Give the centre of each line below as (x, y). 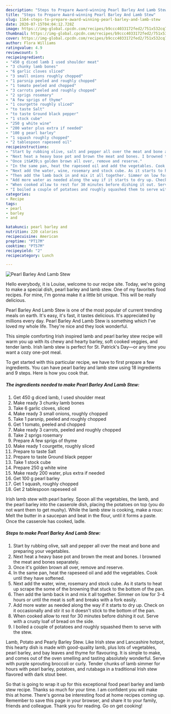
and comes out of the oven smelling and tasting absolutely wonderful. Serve (85, 658)
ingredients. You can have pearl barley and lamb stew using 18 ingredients (83, 368)
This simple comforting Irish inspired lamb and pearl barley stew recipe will (84, 336)
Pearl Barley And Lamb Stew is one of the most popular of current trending (84, 310)
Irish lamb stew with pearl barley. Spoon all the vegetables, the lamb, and (82, 499)
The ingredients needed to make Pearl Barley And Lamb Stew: (73, 385)
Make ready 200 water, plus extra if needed (59, 473)
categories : (18, 194)
